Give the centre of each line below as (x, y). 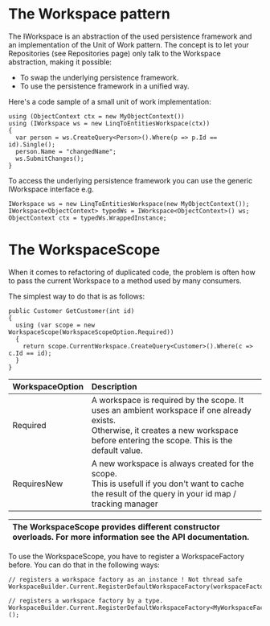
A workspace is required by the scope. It (168, 400)
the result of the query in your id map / (164, 493)
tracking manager (125, 504)
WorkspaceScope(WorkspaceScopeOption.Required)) (91, 332)
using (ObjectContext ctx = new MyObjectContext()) (96, 116)
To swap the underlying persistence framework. (99, 77)
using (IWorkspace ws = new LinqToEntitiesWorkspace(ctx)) (109, 123)
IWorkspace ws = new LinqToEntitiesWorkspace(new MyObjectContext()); (129, 204)
